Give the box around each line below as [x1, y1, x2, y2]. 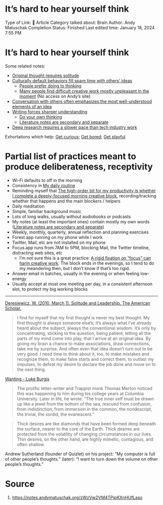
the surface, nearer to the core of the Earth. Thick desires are [16, 426, 140, 432]
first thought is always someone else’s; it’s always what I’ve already [16, 320, 152, 326]
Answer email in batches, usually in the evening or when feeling [12, 271, 140, 276]
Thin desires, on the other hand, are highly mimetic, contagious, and [16, 436, 154, 442]
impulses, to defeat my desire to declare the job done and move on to [16, 361, 156, 367]
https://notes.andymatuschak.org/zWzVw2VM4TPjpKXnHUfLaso [12, 494, 143, 500]
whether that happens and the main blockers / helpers [12, 198, 121, 204]
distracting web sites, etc [12, 250, 63, 255]
